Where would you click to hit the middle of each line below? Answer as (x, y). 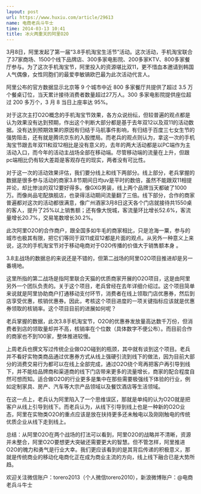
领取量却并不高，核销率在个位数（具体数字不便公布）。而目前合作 (112, 329)
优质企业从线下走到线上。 (38, 422)
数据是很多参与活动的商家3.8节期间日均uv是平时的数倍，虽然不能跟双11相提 (99, 180)
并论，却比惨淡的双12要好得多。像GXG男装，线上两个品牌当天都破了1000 (97, 188)
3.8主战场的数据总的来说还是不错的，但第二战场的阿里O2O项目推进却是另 (97, 258)
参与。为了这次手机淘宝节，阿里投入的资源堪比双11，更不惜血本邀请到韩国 (103, 67)
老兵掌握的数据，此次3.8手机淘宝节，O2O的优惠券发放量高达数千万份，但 (97, 321)
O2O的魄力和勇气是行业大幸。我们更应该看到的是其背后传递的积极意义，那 (98, 450)
